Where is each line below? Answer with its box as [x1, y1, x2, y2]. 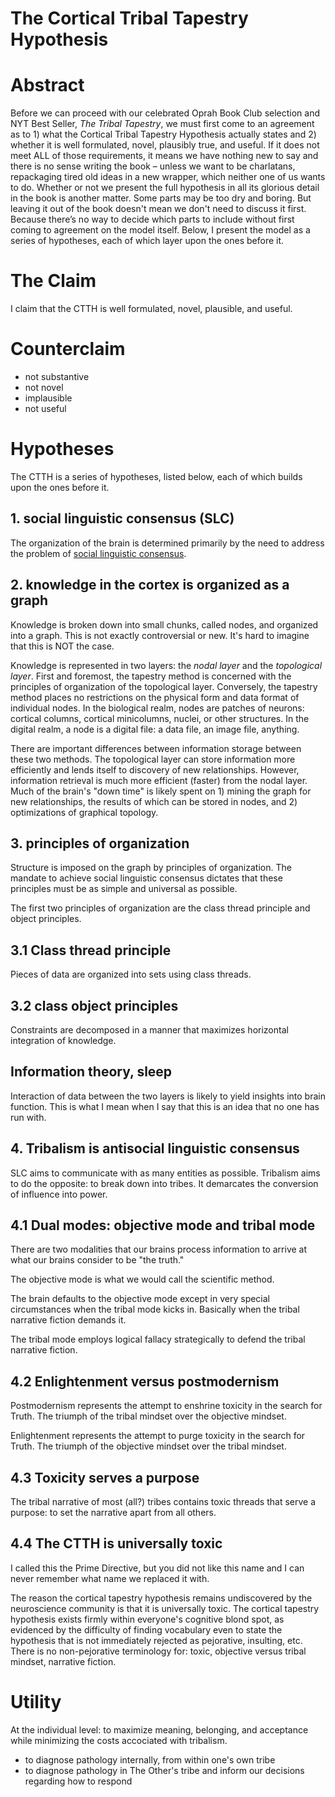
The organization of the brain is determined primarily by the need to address [10, 537, 325, 549]
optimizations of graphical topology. [10, 806, 159, 818]
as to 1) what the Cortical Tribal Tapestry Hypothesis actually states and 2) [10, 128, 317, 141]
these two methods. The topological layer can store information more [10, 753, 296, 765]
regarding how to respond [24, 1775, 133, 1787]
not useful [24, 403, 67, 414]
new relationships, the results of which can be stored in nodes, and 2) [10, 795, 298, 807]
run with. [10, 1111, 47, 1123]
